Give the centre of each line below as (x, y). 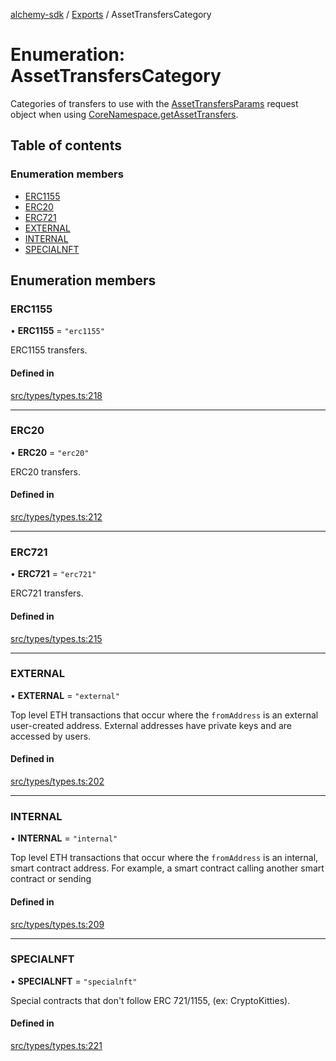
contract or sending (51, 879)
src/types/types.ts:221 (56, 1046)
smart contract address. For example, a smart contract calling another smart (167, 868)
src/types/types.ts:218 (56, 395)
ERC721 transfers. (47, 593)
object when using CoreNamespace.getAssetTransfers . (124, 114)
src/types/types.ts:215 (56, 638)
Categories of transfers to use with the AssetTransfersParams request (154, 103)
